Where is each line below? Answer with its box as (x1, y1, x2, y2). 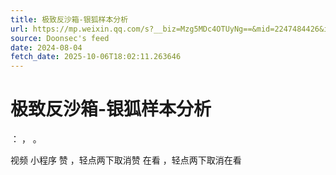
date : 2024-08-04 (10, 42, 83, 53)
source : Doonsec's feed (10, 33, 110, 43)
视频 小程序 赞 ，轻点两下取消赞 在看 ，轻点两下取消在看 (10, 154, 242, 166)
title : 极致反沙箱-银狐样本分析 (10, 14, 129, 25)
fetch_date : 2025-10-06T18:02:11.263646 (10, 52, 182, 62)
